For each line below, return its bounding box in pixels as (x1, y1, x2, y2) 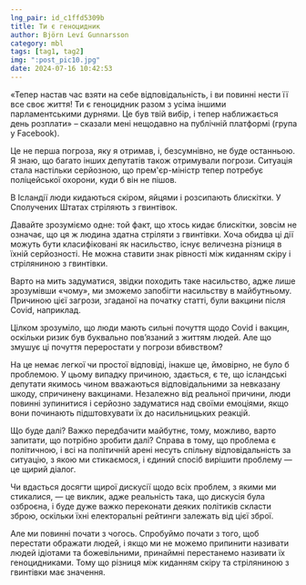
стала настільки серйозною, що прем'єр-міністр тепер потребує (10, 165, 263, 176)
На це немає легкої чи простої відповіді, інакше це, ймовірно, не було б (10, 358, 290, 369)
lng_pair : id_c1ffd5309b (10, 13, 105, 23)
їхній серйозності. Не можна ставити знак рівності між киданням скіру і (10, 247, 291, 259)
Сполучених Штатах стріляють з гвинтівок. (10, 201, 178, 212)
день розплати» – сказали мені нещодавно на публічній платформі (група (10, 117, 298, 128)
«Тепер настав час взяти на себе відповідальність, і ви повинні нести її (10, 88, 289, 100)
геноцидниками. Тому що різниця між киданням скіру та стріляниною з (10, 557, 290, 568)
